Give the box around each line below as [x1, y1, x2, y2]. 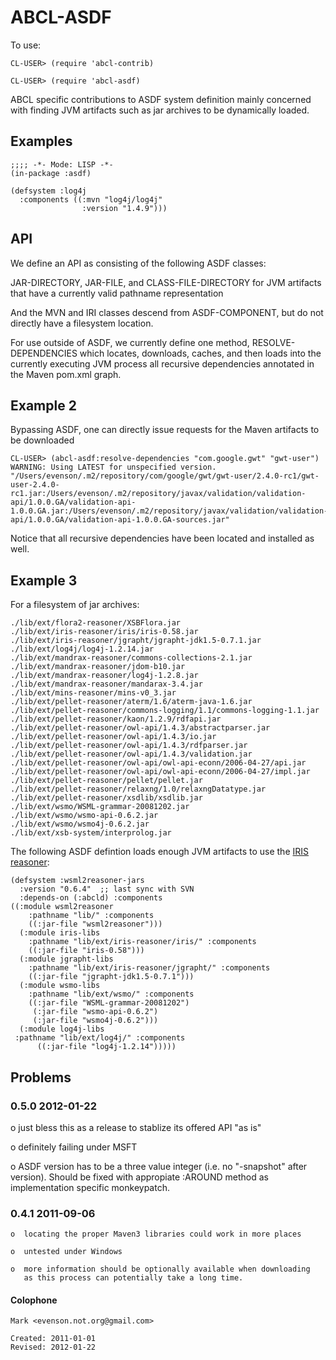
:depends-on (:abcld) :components [19, 893, 163, 903]
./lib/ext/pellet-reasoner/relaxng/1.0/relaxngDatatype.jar [10, 784, 267, 795]
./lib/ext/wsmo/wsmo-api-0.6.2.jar [10, 811, 159, 821]
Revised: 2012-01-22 [10, 1342, 97, 1353]
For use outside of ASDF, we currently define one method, [10, 336, 250, 348]
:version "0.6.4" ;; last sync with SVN [19, 884, 195, 895]
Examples [10, 133, 73, 150]
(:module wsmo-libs [19, 981, 101, 991]
